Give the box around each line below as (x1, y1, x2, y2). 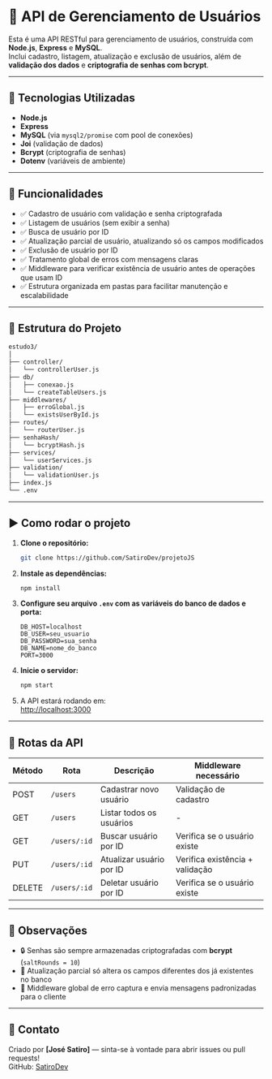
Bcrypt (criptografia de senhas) (19, 147, 126, 157)
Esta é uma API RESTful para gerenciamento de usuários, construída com (8, 34, 253, 44)
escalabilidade (19, 290, 69, 300)
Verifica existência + (175, 854, 253, 865)
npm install (19, 584, 61, 592)
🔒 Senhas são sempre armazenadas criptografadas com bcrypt (19, 945, 233, 955)
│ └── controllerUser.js (8, 365, 100, 373)
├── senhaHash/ (8, 434, 60, 442)
